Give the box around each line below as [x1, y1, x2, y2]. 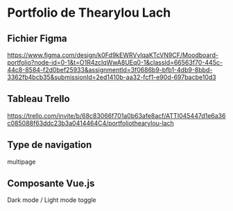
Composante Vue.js [7, 178, 95, 189]
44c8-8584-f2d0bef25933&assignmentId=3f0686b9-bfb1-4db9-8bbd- [7, 66, 213, 74]
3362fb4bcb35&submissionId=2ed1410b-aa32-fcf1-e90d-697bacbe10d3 [7, 73, 216, 81]
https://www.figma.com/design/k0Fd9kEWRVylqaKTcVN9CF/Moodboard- [7, 51, 218, 59]
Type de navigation [7, 139, 92, 151]
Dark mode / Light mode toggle [7, 196, 96, 204]
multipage [7, 158, 36, 166]
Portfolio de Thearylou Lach [7, 5, 171, 21]
